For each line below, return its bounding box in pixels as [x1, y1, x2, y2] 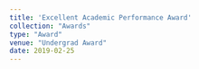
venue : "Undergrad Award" [9, 38, 107, 47]
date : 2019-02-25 [9, 47, 75, 56]
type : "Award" [9, 30, 63, 39]
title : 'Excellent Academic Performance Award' [9, 13, 193, 22]
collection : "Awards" [9, 22, 91, 30]
